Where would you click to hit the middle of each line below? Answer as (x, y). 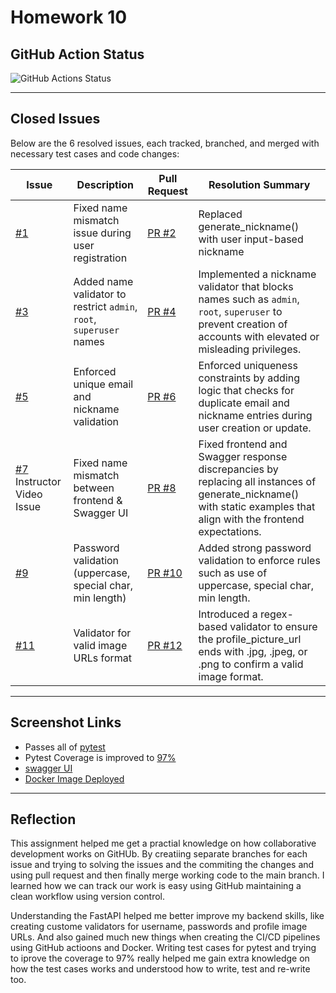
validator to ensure (273, 626)
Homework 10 (69, 17)
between (94, 488)
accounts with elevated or (259, 336)
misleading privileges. (250, 349)
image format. (231, 676)
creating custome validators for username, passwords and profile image (159, 927)
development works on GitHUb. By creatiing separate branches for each (159, 854)
